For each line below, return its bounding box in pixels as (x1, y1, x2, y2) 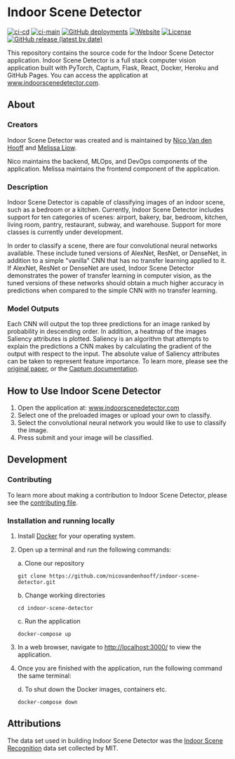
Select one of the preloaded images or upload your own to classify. (17, 411, 212, 420)
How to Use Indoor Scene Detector (7, 384, 161, 397)
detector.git (17, 579, 56, 586)
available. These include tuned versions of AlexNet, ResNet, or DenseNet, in (7, 249, 227, 257)
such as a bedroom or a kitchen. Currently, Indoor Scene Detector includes (7, 205, 224, 214)
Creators (7, 120, 39, 130)
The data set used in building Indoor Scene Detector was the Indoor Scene (7, 736, 223, 745)
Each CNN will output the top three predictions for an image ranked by (7, 320, 210, 328)
